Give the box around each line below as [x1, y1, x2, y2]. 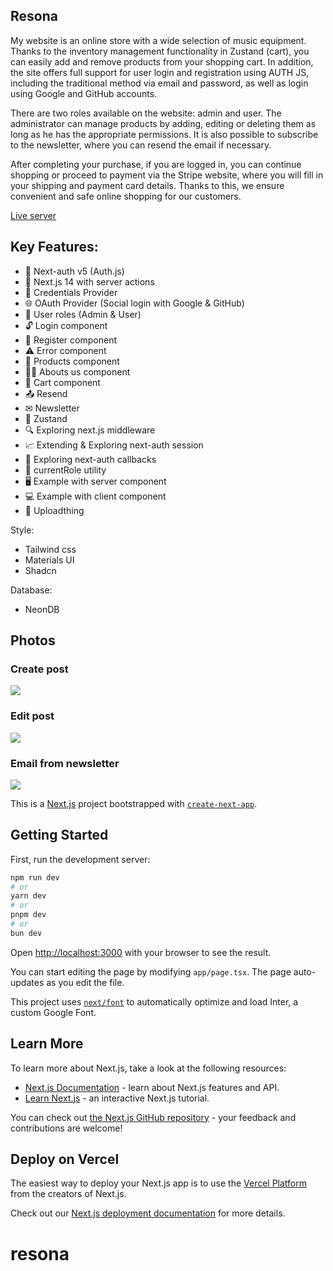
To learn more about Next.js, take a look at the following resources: [10, 1062, 287, 1074]
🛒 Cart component [24, 376, 101, 388]
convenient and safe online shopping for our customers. [10, 190, 242, 202]
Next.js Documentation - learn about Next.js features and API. [24, 1081, 280, 1093]
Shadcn [24, 564, 57, 576]
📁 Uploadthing [24, 504, 85, 516]
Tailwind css [24, 543, 77, 555]
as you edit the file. [46, 976, 125, 988]
